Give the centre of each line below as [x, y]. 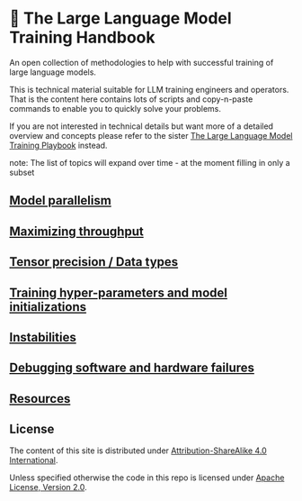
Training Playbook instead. [58, 145]
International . [34, 460]
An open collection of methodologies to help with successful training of [142, 62]
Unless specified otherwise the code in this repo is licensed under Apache [147, 478]
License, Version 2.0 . [48, 487]
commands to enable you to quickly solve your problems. [115, 108]
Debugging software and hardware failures [132, 368]
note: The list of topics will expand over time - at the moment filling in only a [150, 162]
